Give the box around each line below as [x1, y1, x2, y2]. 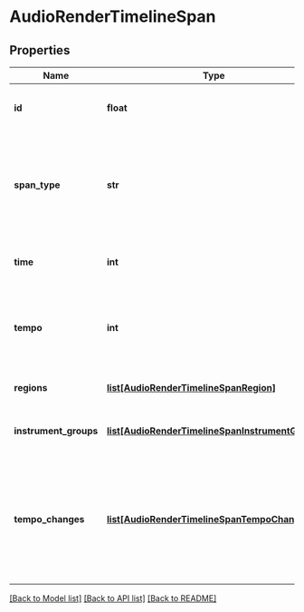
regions [14, 382, 48, 393]
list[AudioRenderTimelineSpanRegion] [107, 382, 276, 393]
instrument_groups [14, 424, 99, 437]
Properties [9, 43, 71, 58]
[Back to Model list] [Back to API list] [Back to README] [9, 593, 217, 604]
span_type [14, 179, 61, 191]
